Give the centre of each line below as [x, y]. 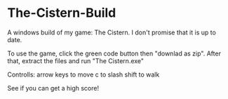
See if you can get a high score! [53, 88]
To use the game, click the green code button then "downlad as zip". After [114, 53]
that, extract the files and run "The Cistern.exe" [76, 60]
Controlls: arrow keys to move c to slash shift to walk [83, 74]
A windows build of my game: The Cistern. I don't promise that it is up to [112, 32]
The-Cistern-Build [62, 13]
